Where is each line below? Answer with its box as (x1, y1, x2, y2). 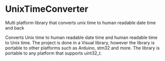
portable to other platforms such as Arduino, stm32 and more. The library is (5, 45, 160, 51)
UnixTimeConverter (5, 3, 88, 15)
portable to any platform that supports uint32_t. (5, 50, 102, 56)
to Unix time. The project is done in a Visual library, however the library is (5, 39, 155, 45)
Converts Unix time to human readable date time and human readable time (5, 34, 158, 40)
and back (5, 25, 24, 30)
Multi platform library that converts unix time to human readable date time (5, 20, 156, 26)
